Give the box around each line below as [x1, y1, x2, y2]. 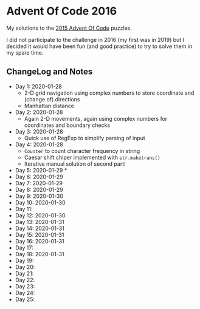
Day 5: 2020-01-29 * [15, 166, 67, 174]
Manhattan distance [24, 102, 75, 109]
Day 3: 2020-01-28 [15, 127, 63, 135]
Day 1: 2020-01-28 [15, 83, 62, 90]
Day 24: [15, 289, 35, 296]
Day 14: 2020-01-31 [15, 225, 65, 232]
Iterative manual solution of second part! [24, 160, 126, 168]
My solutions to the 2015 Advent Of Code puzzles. [6, 24, 133, 32]
